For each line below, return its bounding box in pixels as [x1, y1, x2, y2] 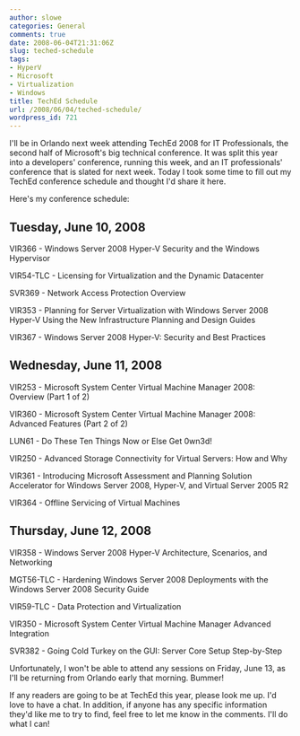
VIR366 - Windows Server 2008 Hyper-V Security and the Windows [9, 243, 260, 254]
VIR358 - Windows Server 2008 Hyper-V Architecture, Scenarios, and [9, 547, 268, 557]
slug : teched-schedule [9, 47, 94, 56]
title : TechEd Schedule [9, 96, 99, 106]
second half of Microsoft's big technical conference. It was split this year [9, 147, 279, 158]
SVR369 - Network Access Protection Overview [9, 287, 186, 298]
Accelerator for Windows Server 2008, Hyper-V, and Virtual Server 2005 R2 [9, 479, 289, 490]
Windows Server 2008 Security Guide [9, 583, 150, 594]
